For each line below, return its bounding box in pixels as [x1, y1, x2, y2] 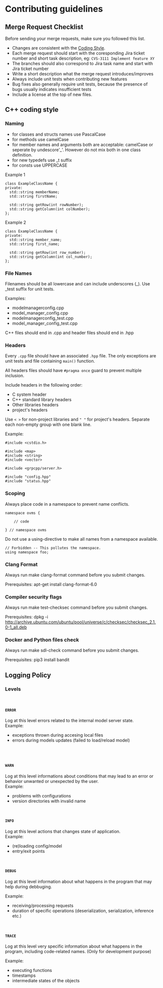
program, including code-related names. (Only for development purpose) [5, 949, 152, 954]
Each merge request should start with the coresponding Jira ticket [12, 50, 145, 56]
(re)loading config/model [12, 843, 62, 849]
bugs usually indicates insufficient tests [12, 87, 91, 92]
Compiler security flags [5, 593, 62, 600]
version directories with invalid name [12, 798, 86, 804]
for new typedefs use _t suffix [12, 157, 72, 163]
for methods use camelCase [12, 136, 69, 142]
